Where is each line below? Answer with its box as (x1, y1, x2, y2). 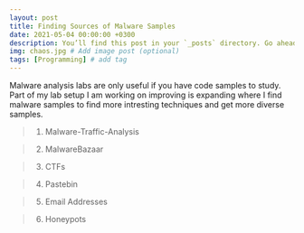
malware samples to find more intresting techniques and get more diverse (9, 99, 285, 109)
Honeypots (44, 214, 87, 224)
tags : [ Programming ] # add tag (9, 55, 128, 64)
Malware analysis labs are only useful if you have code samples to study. (9, 80, 281, 90)
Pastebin (44, 179, 79, 190)
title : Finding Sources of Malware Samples (9, 22, 176, 31)
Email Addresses (44, 196, 109, 207)
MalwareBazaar (44, 144, 104, 154)
